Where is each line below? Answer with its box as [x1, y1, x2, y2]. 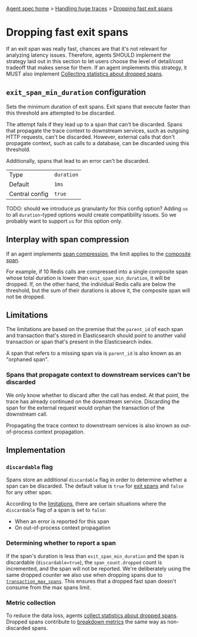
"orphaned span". [6, 356, 49, 363]
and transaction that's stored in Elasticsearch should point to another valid [6, 332, 186, 339]
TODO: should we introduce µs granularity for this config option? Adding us [6, 205, 188, 212]
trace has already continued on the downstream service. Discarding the [6, 398, 180, 405]
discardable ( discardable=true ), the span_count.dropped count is [6, 558, 162, 566]
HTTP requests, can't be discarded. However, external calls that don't [6, 133, 175, 141]
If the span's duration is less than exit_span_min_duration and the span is [6, 552, 185, 560]
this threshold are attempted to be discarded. [6, 109, 116, 116]
